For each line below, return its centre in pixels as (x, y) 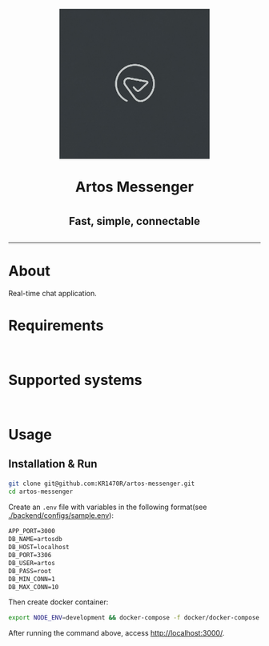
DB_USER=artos (32, 564)
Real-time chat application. (53, 293)
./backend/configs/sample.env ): (61, 516)
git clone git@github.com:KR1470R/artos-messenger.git (102, 483)
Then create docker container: (58, 602)
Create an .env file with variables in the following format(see (108, 507)
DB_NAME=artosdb (35, 540)
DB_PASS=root (30, 572)
